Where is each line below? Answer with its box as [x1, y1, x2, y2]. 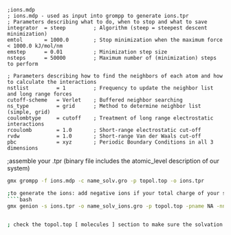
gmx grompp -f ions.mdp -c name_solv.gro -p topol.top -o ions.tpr [7, 177, 205, 184]
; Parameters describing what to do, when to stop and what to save [7, 19, 208, 25]
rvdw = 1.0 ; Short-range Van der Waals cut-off [7, 133, 201, 139]
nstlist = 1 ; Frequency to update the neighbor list [7, 85, 214, 91]
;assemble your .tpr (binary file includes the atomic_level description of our [7, 157, 220, 165]
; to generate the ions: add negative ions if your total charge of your [7, 190, 220, 197]
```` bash [7, 196, 32, 203]
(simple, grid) [7, 109, 51, 115]
